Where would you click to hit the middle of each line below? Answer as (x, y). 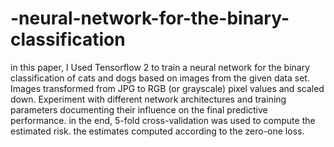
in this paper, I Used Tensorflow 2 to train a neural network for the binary (160, 67)
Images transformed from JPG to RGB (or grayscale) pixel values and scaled (167, 88)
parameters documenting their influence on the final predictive (139, 109)
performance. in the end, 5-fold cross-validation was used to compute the (163, 120)
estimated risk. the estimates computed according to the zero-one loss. (157, 131)
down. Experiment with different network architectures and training (148, 99)
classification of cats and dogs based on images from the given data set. (160, 78)
